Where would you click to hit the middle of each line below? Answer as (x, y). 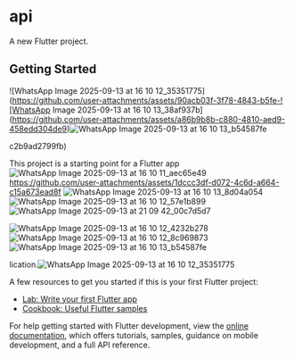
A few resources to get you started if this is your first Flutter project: (134, 281)
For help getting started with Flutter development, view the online (129, 326)
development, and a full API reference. (80, 345)
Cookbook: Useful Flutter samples (85, 308)
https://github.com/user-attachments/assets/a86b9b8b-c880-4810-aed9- (149, 119)
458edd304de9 (38, 129)
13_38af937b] (178, 110)
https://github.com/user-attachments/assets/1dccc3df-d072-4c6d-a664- (144, 182)
